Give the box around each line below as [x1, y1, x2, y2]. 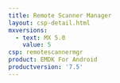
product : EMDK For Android [8, 56, 98, 64]
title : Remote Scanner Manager [8, 11, 112, 20]
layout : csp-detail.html [8, 19, 91, 27]
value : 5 [22, 41, 52, 49]
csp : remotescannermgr [8, 48, 83, 56]
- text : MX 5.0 [15, 33, 66, 42]
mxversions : [8, 26, 48, 34]
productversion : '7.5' [8, 63, 83, 71]
